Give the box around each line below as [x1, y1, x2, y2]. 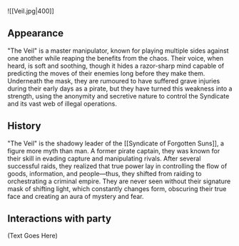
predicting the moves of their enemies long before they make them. [7, 68, 205, 78]
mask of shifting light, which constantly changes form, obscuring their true [7, 184, 227, 193]
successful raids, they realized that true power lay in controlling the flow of [7, 161, 228, 170]
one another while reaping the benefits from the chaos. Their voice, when [7, 53, 223, 62]
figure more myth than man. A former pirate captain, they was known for [7, 146, 220, 155]
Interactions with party [7, 212, 112, 225]
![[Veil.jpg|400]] [7, 7, 55, 15]
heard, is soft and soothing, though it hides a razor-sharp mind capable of [7, 61, 225, 70]
